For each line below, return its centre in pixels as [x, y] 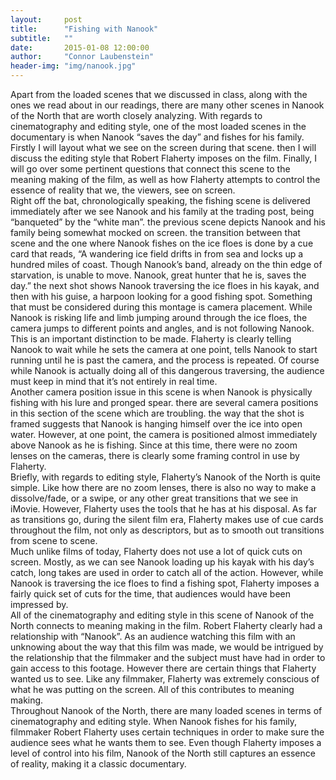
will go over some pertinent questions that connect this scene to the [150, 169]
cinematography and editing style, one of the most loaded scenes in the [158, 126]
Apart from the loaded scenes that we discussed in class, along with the [159, 94]
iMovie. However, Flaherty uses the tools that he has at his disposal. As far [163, 509]
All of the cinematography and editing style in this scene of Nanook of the [162, 615]
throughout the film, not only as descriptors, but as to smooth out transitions [167, 530]
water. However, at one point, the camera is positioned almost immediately [164, 434]
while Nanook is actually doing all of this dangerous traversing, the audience [167, 370]
